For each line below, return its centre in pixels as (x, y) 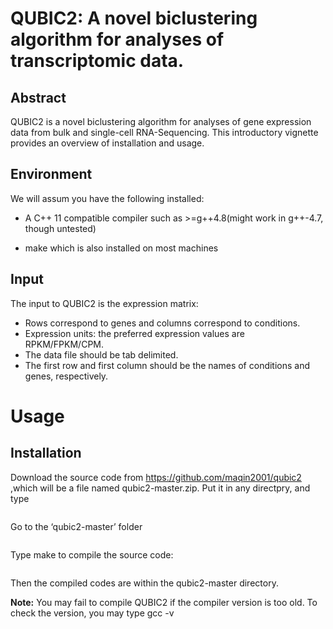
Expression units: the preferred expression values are (134, 333)
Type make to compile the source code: (92, 554)
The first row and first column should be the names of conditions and (167, 365)
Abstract (38, 97)
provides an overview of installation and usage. (107, 143)
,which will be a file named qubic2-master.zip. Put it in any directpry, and (160, 488)
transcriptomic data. (97, 61)
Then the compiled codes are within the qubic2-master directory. (144, 583)
